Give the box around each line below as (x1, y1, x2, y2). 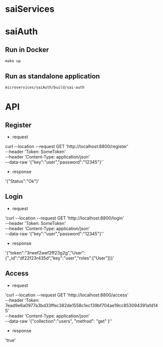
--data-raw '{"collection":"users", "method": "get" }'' (5, 318, 112, 324)
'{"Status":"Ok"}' (5, 178, 39, 184)
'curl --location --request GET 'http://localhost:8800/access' (5, 292, 129, 298)
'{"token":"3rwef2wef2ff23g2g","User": (5, 250, 85, 255)
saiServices (5, 3, 55, 15)
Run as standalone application (5, 72, 100, 80)
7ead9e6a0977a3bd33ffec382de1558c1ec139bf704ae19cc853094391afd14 (5, 302, 158, 308)
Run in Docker (5, 45, 49, 54)
